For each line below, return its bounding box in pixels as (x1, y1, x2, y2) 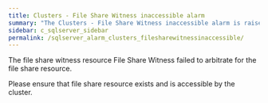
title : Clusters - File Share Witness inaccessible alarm (8, 11, 205, 20)
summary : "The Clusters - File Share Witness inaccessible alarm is (8, 19, 241, 27)
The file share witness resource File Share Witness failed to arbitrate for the (8, 55, 257, 65)
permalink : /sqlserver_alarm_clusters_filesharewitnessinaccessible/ (8, 33, 245, 42)
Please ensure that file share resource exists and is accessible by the (8, 79, 235, 89)
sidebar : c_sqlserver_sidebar (8, 26, 109, 34)
